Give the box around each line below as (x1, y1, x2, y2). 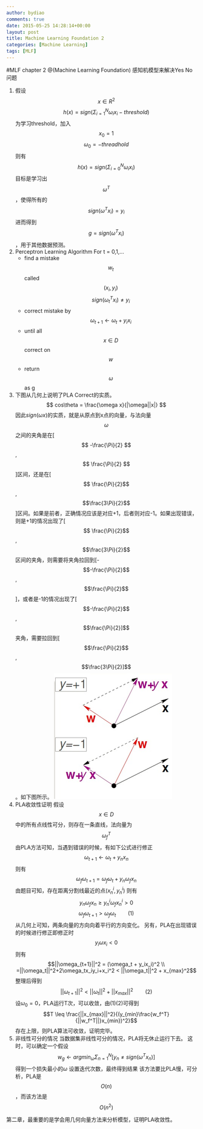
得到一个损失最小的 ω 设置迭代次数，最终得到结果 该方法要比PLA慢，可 (15, 1065, 192, 1072)
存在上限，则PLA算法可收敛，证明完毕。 (15, 1027, 116, 1034)
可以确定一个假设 (25, 1042, 68, 1050)
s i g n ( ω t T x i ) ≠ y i (92, 295, 130, 305)
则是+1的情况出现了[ (15, 517, 65, 525)
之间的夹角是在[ (15, 431, 55, 439)
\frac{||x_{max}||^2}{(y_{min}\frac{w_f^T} (65, 1011, 170, 1018)
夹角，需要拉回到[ (15, 635, 60, 642)
